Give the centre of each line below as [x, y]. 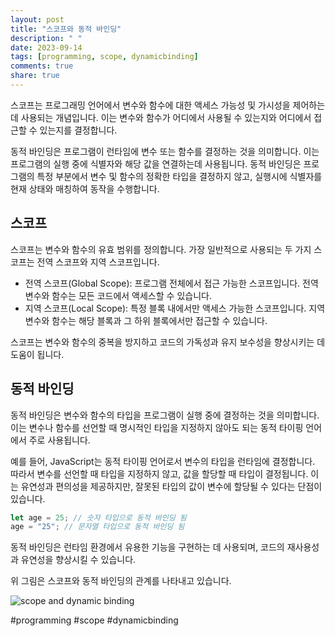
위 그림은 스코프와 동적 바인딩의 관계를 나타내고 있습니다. [121, 581]
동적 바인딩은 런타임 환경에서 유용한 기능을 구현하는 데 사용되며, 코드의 [147, 547]
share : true [35, 76]
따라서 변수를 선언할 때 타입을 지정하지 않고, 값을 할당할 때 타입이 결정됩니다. [159, 473]
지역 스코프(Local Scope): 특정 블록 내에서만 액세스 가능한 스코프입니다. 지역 [175, 308]
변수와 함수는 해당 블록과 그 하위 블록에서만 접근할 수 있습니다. [146, 320]
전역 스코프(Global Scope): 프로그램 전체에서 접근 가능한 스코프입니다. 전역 [171, 283]
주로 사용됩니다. [59, 440]
